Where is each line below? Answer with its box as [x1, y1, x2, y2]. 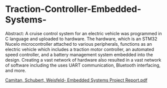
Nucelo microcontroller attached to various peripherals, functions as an [5, 41, 152, 47]
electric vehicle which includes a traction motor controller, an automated [5, 46, 154, 52]
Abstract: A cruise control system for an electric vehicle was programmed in [5, 30, 162, 36]
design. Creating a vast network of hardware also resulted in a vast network [5, 57, 161, 63]
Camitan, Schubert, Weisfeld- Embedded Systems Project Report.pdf [5, 77, 147, 83]
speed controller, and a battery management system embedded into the [5, 51, 153, 58]
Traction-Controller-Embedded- [5, 3, 141, 15]
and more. [5, 67, 26, 73]
